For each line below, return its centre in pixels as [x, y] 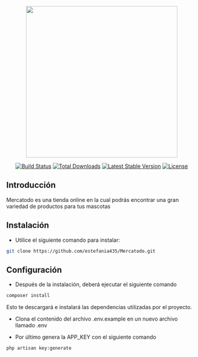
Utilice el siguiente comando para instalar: [68, 240]
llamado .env [31, 325]
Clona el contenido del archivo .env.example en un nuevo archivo [96, 319]
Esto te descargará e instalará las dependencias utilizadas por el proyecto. [99, 307]
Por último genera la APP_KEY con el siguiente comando [85, 337]
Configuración [34, 270]
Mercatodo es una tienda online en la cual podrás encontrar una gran [93, 199]
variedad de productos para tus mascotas [58, 206]
